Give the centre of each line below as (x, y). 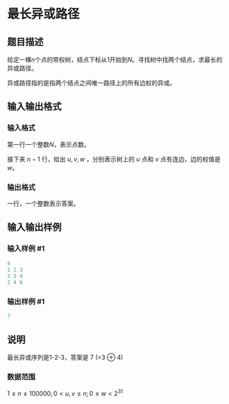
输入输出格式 (34, 107)
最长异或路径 (44, 14)
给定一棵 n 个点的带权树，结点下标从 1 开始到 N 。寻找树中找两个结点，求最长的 (115, 60)
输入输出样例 (34, 227)
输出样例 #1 (26, 302)
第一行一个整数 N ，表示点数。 (49, 144)
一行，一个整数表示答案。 (43, 203)
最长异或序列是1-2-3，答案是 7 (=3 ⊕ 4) (65, 357)
